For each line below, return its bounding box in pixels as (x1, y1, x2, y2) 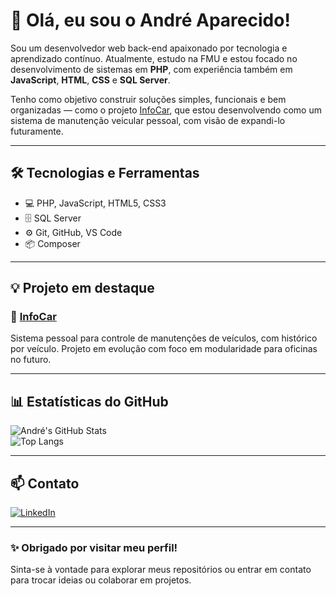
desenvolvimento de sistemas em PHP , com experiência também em (10, 63, 293, 75)
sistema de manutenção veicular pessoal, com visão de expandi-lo (10, 114, 286, 126)
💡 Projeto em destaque (10, 280, 155, 297)
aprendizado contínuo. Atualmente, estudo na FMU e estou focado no (10, 52, 298, 64)
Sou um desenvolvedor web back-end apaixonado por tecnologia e (10, 42, 288, 54)
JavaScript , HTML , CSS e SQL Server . (10, 74, 171, 86)
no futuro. (10, 354, 52, 366)
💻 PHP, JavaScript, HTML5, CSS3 (24, 197, 167, 209)
